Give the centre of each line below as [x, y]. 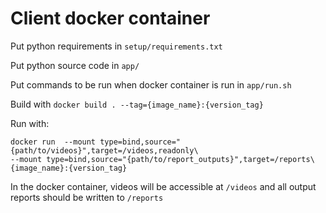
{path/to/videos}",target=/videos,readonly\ [104, 150]
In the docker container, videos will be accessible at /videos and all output [163, 186]
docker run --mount [53, 142]
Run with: [30, 123]
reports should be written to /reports [87, 197]
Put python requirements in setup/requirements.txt [116, 46]
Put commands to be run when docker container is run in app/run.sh [151, 84]
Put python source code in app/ [75, 65]
